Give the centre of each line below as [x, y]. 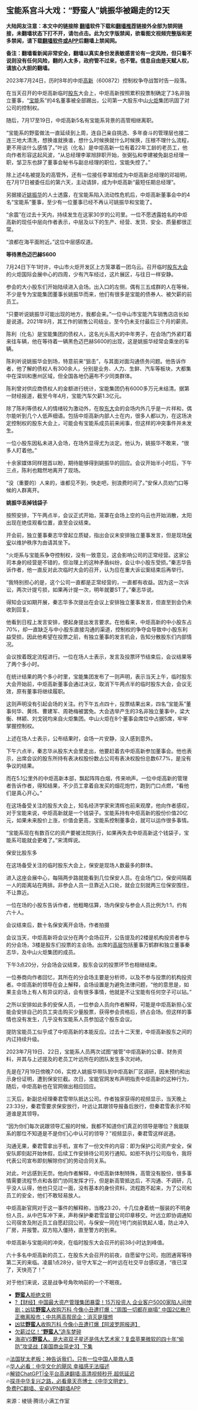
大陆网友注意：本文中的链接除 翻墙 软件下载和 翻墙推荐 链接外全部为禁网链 [95, 26]
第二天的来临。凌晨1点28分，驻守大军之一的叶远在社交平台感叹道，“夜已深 [97, 1262]
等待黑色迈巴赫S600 [31, 254]
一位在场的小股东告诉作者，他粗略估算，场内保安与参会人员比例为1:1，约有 [97, 905]
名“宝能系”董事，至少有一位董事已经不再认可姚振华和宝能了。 [81, 202]
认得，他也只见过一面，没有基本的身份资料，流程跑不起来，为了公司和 [107, 1188]
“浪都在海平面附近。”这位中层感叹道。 [51, 242]
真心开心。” [29, 793]
